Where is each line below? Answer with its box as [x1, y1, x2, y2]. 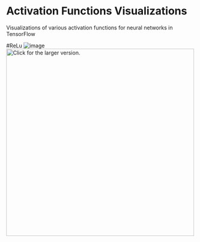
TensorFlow [6, 30, 35, 37]
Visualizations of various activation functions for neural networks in [6, 24, 173, 31]
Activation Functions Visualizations [6, 4, 187, 18]
